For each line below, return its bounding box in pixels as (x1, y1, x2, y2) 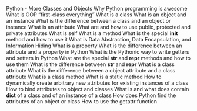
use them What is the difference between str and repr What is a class (6, 61, 175, 68)
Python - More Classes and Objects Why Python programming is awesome (6, 5, 188, 12)
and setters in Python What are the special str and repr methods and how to (6, 55, 191, 61)
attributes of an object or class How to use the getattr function (6, 98, 158, 105)
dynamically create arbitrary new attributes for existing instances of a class (6, 79, 189, 86)
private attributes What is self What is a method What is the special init (6, 30, 178, 37)
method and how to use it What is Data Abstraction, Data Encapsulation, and (6, 36, 191, 43)
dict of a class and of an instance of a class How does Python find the (6, 92, 176, 99)
